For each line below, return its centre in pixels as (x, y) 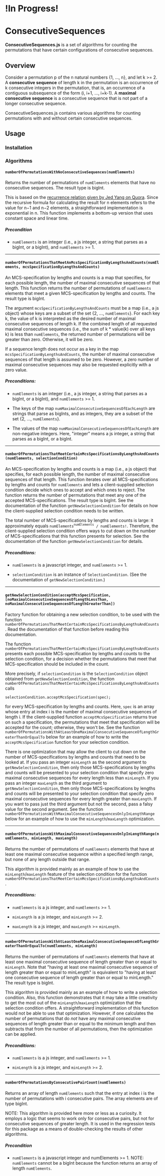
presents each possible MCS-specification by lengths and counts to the (78, 653)
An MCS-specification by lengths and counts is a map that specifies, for (78, 277)
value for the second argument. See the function (54, 809)
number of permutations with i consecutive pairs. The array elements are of (82, 1099)
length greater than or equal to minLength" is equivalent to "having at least (81, 972)
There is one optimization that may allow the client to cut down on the (76, 752)
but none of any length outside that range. (48, 859)
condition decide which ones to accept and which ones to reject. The (75, 490)
